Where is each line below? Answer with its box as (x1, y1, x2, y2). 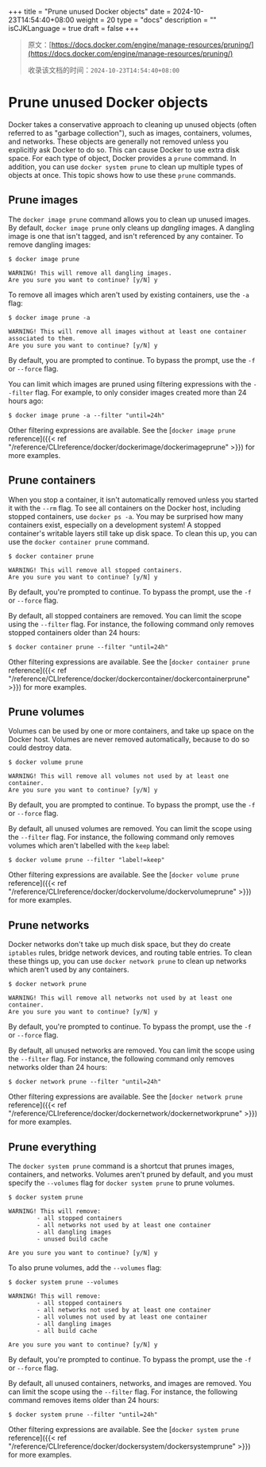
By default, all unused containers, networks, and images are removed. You (8, 1379, 252, 1388)
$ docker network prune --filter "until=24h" (8, 1078, 161, 1086)
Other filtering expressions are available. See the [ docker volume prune (8, 870, 240, 880)
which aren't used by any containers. (8, 965, 129, 975)
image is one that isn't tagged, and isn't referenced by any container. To (8, 231, 244, 241)
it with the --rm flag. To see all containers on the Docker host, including (8, 503, 241, 513)
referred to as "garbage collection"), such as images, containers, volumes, (8, 128, 253, 137)
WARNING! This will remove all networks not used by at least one (8, 994, 233, 1003)
